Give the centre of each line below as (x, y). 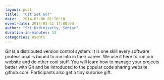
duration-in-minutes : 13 (31, 33)
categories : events (25, 38)
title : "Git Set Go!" (28, 14)
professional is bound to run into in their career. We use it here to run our (79, 56)
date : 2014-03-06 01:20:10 (35, 19)
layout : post (19, 10)
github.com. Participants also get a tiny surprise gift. (58, 72)
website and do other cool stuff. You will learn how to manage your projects (82, 62)
